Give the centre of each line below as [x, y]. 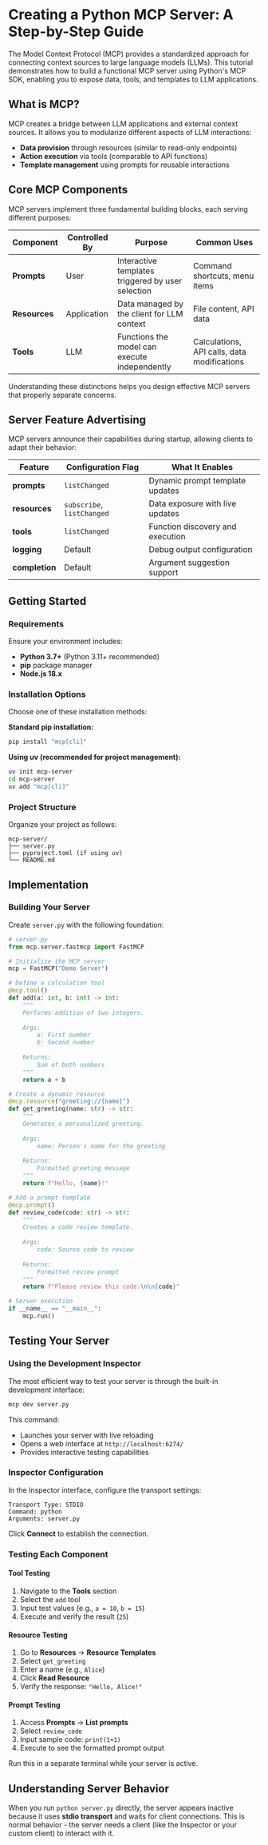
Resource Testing [38, 1635]
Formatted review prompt [78, 1272]
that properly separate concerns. [63, 395]
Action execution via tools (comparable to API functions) [114, 156]
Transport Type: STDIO [46, 1505]
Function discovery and [193, 527]
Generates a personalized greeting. [84, 1124]
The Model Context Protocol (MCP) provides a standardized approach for [129, 54]
